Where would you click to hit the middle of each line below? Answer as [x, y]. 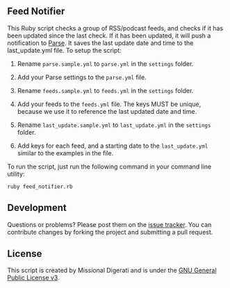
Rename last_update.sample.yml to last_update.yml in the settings [114, 125]
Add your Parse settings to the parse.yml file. [82, 77]
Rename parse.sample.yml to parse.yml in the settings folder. [105, 63]
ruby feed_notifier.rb [40, 187]
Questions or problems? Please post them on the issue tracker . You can [109, 224]
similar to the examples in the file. [65, 153]
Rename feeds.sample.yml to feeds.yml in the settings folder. [105, 90]
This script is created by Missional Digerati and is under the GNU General [112, 271]
